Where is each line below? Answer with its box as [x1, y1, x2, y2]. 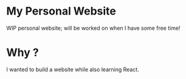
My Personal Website [6, 4, 117, 18]
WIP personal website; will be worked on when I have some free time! [6, 24, 181, 32]
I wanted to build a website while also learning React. [6, 66, 140, 73]
